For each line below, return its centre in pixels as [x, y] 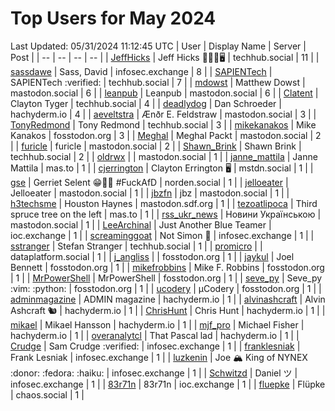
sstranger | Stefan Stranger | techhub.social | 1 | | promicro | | [136, 246]
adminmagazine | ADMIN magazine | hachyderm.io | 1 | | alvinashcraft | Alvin [168, 299]
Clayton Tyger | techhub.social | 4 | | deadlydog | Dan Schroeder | [146, 103]
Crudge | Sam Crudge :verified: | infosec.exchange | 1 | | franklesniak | [155, 346]
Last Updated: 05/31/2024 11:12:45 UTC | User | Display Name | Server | [158, 46]
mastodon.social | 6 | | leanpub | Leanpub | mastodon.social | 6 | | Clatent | [164, 93]
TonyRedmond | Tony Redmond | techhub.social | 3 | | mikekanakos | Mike [163, 124]
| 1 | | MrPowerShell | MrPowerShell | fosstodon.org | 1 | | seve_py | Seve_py [166, 278]
